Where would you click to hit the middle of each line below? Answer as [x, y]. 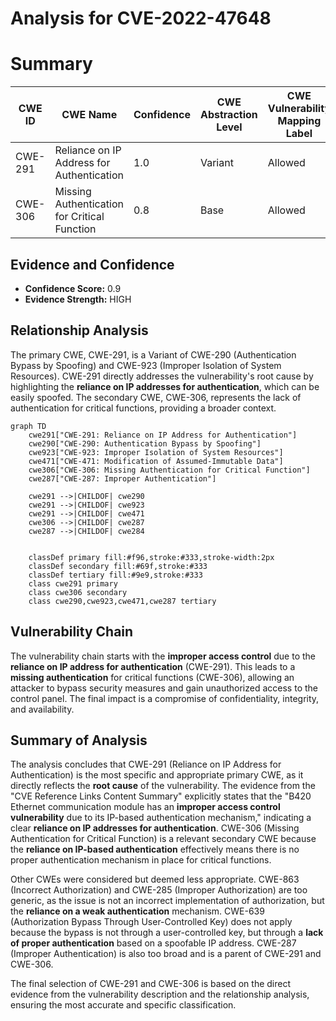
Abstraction [228, 115]
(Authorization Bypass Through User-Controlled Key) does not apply [151, 922]
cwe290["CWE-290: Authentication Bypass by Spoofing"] [145, 443]
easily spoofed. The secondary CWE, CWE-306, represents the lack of [156, 397]
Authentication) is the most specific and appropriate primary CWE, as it [157, 775]
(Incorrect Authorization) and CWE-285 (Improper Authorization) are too [159, 890]
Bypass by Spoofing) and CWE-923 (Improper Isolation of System [146, 365]
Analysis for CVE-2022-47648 [141, 18]
